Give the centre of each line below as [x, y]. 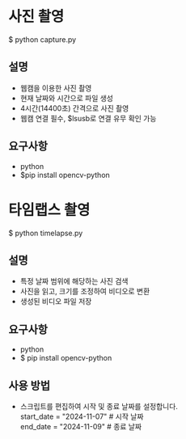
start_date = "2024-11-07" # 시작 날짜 [82, 416]
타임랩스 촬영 [49, 210]
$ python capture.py [42, 39]
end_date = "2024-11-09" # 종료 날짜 [81, 426]
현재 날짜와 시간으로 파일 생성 [66, 98]
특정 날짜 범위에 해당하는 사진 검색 [74, 281]
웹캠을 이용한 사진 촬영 [56, 88]
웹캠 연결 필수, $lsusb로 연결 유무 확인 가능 [88, 118]
